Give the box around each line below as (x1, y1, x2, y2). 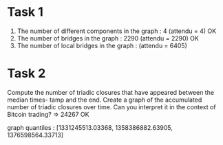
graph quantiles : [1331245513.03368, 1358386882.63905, (7, 123, 173, 131)
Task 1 (7, 4, 43, 20)
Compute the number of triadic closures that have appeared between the (7, 88, 215, 96)
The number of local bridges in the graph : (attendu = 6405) (17, 41, 188, 49)
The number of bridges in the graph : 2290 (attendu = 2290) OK (17, 34, 200, 42)
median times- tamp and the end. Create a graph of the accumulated (7, 96, 202, 104)
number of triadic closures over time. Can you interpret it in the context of (7, 102, 216, 111)
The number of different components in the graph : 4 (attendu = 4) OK (17, 27, 217, 35)
